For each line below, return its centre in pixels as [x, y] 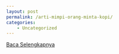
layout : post [22, 11]
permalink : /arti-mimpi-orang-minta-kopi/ [59, 17]
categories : [21, 22]
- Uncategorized [37, 28]
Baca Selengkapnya [31, 45]
